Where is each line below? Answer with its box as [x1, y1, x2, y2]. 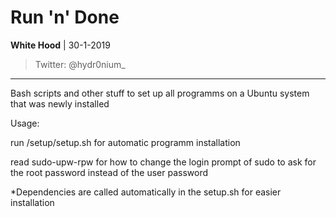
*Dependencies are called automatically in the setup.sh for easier [10, 186, 282, 198]
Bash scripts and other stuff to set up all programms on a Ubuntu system [10, 87, 310, 99]
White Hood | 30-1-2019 [10, 39, 111, 51]
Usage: [10, 117, 40, 129]
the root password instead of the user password [10, 166, 209, 178]
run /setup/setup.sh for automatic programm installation [10, 136, 241, 148]
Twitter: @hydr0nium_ [34, 58, 126, 70]
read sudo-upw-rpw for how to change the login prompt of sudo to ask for [10, 156, 317, 168]
